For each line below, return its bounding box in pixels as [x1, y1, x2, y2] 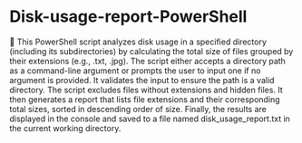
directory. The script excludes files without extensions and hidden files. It [9, 84, 283, 95]
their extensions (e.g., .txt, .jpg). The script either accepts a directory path [9, 55, 286, 66]
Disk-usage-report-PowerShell [9, 6, 248, 27]
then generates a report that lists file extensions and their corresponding [9, 93, 280, 105]
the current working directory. [9, 122, 122, 133]
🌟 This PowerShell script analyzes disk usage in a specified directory [9, 36, 268, 47]
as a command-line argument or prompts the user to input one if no [9, 65, 261, 76]
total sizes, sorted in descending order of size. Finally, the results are [9, 103, 268, 114]
